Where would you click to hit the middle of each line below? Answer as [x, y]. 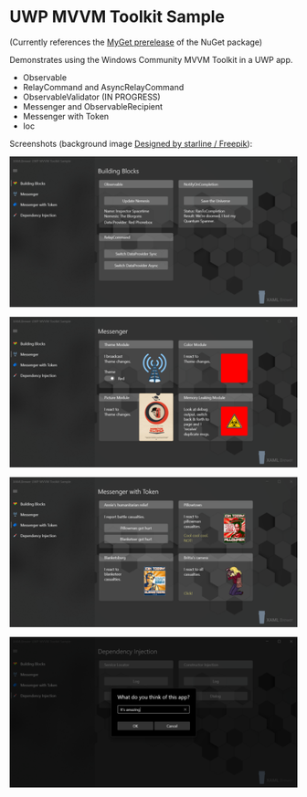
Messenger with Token [66, 116]
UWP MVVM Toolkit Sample [117, 17]
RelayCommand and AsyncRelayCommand [103, 87]
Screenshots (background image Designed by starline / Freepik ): [131, 143]
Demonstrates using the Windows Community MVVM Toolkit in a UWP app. [151, 59]
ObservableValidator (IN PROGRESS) [92, 97]
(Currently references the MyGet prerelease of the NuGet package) [136, 42]
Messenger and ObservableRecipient [92, 106]
